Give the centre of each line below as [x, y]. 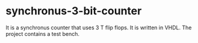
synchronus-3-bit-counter [74, 11]
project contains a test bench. [42, 33]
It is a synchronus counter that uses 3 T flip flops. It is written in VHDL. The [99, 27]
